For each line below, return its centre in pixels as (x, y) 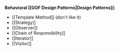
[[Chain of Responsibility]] (38, 33)
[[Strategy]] (24, 23)
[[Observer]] (25, 28)
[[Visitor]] (22, 44)
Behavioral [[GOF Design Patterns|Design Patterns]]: (60, 8)
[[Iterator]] (23, 38)
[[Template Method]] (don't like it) (46, 17)
